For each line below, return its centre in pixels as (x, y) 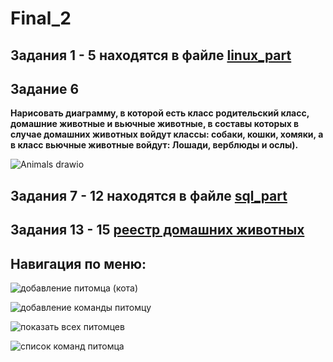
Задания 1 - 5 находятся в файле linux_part (151, 55)
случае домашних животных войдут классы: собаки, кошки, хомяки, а (167, 134)
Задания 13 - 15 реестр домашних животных (157, 230)
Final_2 (41, 18)
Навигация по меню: (78, 263)
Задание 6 (45, 88)
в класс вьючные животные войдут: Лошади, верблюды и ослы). (154, 145)
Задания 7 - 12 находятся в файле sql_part (149, 195)
